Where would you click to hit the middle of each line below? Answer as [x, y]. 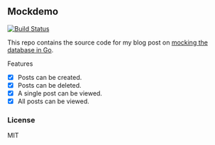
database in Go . [31, 50]
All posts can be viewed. [54, 101]
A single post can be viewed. [60, 93]
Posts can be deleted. [49, 85]
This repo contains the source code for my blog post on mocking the [107, 42]
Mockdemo [33, 12]
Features [20, 64]
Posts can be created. [50, 77]
